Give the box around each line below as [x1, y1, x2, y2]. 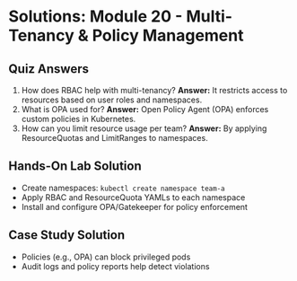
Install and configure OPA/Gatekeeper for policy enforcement [21, 201, 249, 212]
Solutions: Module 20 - [8, 6, 183, 27]
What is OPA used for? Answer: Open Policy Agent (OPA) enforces [21, 104, 269, 114]
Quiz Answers [8, 61, 89, 76]
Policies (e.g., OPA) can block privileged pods [21, 251, 191, 262]
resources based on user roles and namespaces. [21, 94, 203, 105]
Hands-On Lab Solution [8, 159, 143, 174]
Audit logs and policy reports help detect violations [21, 260, 210, 271]
